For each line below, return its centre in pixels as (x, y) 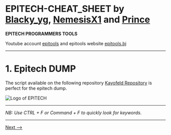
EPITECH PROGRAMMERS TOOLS (41, 33)
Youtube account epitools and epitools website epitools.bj (66, 43)
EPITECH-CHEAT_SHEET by (65, 9)
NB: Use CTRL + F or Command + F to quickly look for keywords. (74, 113)
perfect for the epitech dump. (36, 88)
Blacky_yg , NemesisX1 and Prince (78, 20)
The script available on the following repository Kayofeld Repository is (79, 83)
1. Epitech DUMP (41, 69)
